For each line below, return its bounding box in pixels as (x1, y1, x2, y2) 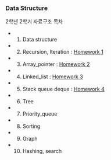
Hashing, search (22, 148, 62, 155)
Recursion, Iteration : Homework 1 (22, 48, 104, 55)
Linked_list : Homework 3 (22, 73, 84, 80)
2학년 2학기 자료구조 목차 (5, 18, 63, 25)
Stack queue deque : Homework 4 (22, 86, 105, 93)
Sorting (22, 123, 41, 130)
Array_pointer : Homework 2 (22, 61, 90, 68)
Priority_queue (22, 110, 58, 117)
